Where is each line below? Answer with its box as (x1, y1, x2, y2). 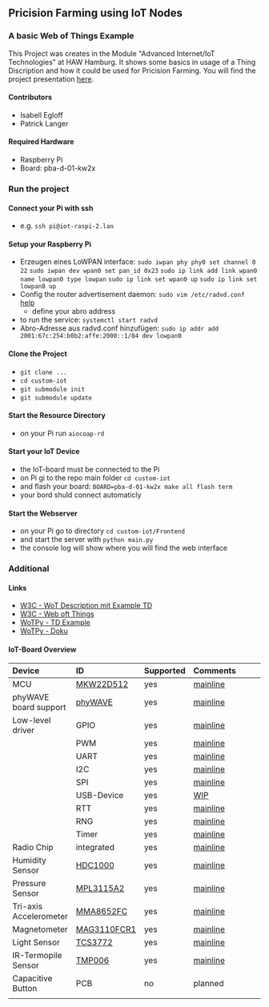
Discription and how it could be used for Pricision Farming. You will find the (8, 66, 256, 75)
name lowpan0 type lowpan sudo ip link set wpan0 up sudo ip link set (19, 275, 258, 283)
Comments (193, 664, 236, 676)
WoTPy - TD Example (19, 618, 90, 628)
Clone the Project (8, 349, 68, 359)
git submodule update (19, 394, 92, 402)
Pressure (12, 877, 46, 889)
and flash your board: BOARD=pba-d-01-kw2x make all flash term (19, 482, 233, 491)
